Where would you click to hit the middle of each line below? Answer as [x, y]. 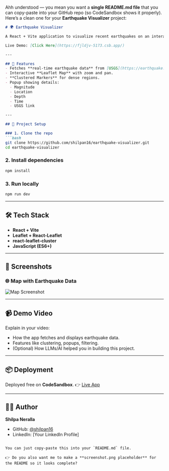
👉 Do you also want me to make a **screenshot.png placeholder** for [81, 457]
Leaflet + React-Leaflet [37, 235]
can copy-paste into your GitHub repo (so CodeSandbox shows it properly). [84, 13]
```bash [13, 138]
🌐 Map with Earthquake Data [41, 281]
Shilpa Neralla [20, 419]
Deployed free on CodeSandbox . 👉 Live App [53, 384]
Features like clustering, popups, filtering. [56, 343]
